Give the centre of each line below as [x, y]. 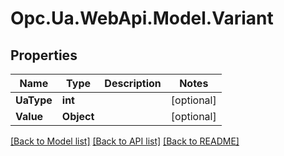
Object [78, 116]
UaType [34, 100]
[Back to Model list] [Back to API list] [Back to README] [125, 141]
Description [133, 83]
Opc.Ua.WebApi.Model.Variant [142, 18]
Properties [44, 55]
